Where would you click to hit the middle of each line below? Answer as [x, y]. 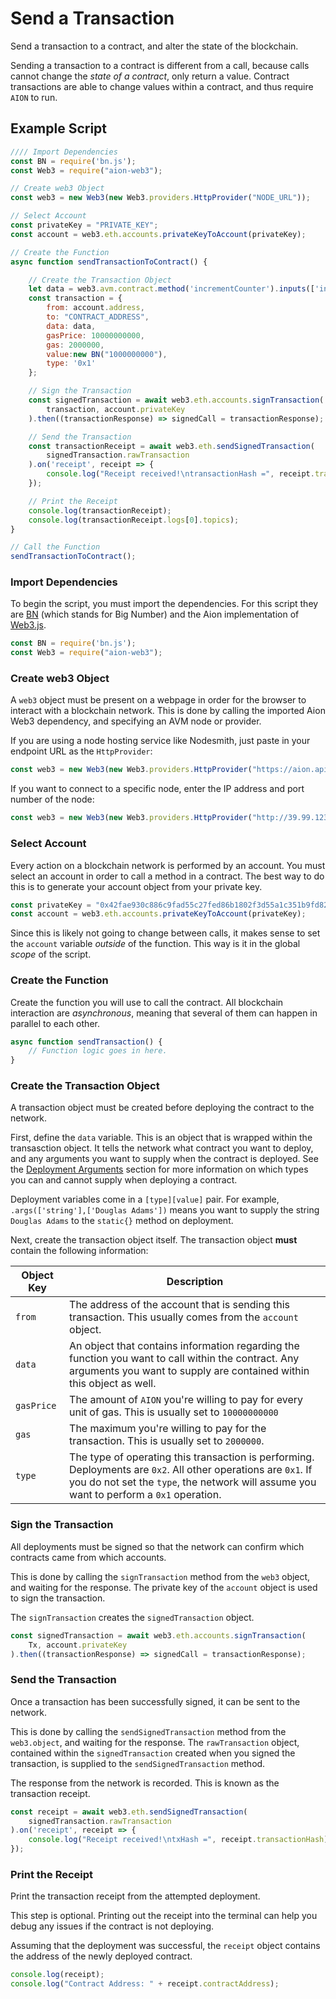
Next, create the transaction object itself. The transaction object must [154, 1240]
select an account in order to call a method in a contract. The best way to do [167, 876]
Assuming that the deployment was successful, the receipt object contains [165, 1946]
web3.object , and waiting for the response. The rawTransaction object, [155, 1742]
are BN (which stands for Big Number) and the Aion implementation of [155, 614]
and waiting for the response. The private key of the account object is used [164, 1587]
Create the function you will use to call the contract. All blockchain [147, 1002]
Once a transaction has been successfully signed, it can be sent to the [155, 1701]
